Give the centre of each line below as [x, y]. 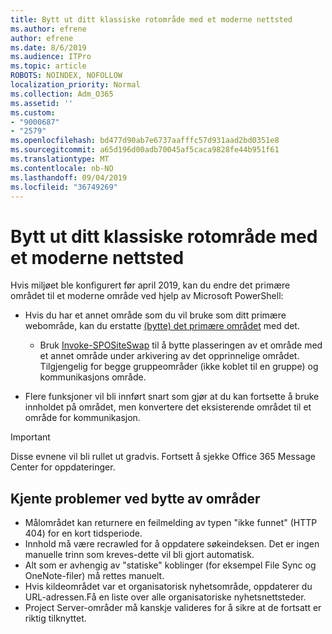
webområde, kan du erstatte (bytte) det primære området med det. [162, 326]
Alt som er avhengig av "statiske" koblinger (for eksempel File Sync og [170, 565]
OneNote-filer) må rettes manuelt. [94, 576]
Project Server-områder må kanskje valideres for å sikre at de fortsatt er [173, 608]
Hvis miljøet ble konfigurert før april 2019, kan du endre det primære [150, 285]
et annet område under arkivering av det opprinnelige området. [169, 356]
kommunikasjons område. [93, 377]
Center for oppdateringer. [63, 467]
